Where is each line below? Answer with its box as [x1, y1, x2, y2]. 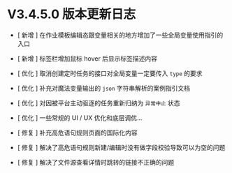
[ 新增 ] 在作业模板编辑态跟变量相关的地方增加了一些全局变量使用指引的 [17, 31, 224, 39]
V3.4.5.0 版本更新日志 [7, 6, 136, 22]
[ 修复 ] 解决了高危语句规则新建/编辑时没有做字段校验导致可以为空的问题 [17, 143, 226, 151]
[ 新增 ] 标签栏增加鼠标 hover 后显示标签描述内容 [17, 54, 158, 63]
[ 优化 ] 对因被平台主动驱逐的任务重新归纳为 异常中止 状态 [17, 98, 180, 107]
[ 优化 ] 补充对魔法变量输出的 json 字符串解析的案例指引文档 [17, 84, 191, 92]
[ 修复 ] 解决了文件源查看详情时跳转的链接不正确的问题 [17, 158, 175, 166]
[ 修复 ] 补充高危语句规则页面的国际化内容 [17, 128, 138, 137]
